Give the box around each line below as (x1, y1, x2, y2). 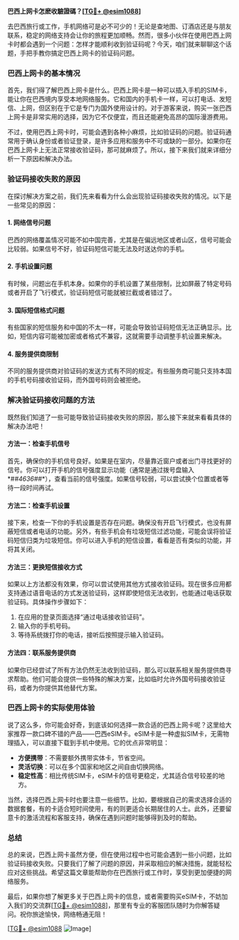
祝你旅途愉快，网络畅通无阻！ (19, 910, 107, 919)
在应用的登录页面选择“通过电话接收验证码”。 (17, 613, 149, 621)
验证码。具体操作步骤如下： (7, 598, 89, 606)
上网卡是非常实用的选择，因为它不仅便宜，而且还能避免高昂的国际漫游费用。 (7, 113, 232, 121)
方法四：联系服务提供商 (7, 648, 76, 657)
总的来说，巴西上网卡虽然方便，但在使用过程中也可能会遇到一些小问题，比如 (7, 850, 232, 859)
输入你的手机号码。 (17, 622, 75, 630)
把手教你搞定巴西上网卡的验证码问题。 (26, 49, 139, 57)
